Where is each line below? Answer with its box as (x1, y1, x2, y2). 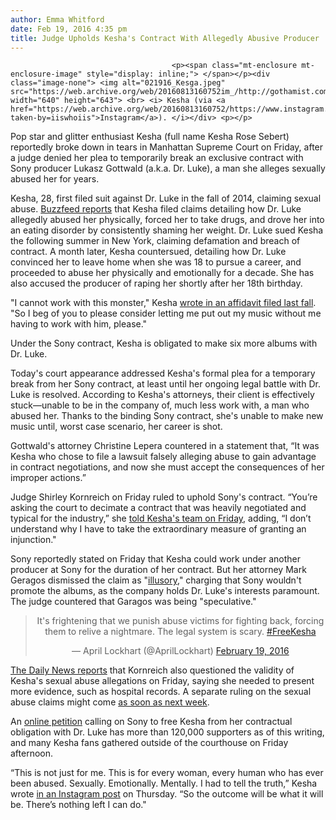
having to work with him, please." (10, 318, 148, 330)
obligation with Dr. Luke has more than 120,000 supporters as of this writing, (10, 726, 325, 738)
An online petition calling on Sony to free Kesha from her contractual (10, 716, 293, 728)
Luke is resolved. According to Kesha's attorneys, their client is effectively (10, 389, 315, 401)
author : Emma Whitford (10, 14, 105, 25)
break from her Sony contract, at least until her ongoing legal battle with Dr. (10, 378, 321, 390)
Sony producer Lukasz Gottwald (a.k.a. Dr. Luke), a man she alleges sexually (10, 162, 326, 175)
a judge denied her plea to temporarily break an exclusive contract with (10, 152, 304, 164)
